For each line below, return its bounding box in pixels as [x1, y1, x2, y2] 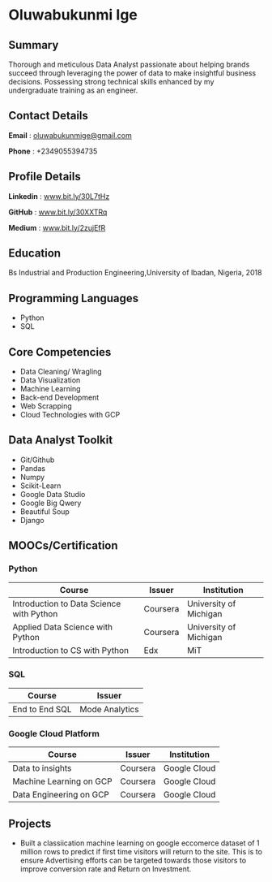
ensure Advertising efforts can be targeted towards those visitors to [19, 855, 247, 865]
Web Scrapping [19, 401, 73, 411]
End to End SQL [12, 703, 72, 715]
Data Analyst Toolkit [8, 433, 113, 447]
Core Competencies [8, 345, 112, 359]
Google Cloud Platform [8, 728, 100, 739]
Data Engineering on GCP [12, 789, 109, 801]
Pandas [19, 463, 46, 473]
